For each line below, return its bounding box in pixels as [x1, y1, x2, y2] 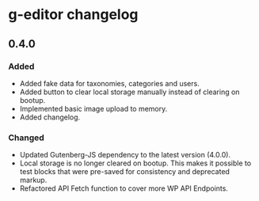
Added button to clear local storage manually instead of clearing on [19, 87, 240, 97]
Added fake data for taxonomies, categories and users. [19, 78, 200, 88]
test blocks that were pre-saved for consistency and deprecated [19, 167, 230, 176]
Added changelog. [19, 112, 81, 122]
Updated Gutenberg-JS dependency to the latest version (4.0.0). [19, 150, 231, 160]
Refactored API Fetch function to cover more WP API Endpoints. [19, 184, 228, 193]
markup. [19, 176, 48, 185]
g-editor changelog [8, 6, 139, 24]
